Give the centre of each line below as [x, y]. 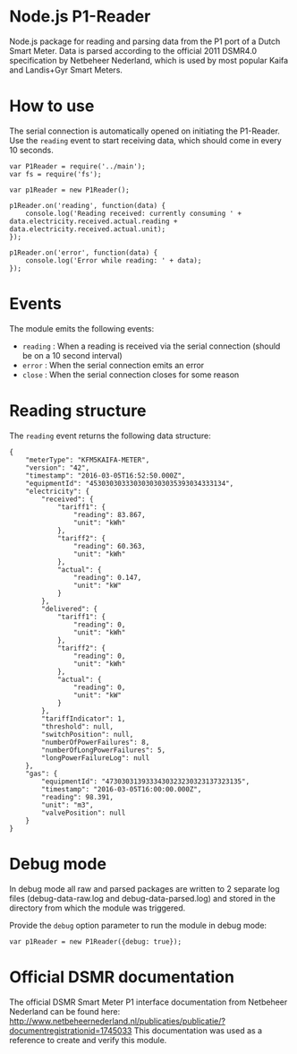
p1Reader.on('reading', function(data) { [88, 205]
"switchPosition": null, [88, 734]
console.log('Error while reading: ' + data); [114, 260]
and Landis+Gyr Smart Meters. [66, 70]
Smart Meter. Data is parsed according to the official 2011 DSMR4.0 [133, 50]
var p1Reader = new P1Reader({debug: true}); [95, 942]
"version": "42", [58, 468]
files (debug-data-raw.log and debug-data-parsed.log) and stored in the [142, 898]
